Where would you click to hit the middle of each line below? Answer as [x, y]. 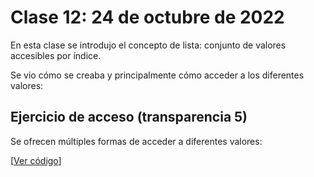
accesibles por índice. [56, 55]
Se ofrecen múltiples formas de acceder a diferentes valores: [136, 141]
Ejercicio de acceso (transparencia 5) [129, 117]
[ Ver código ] [36, 160]
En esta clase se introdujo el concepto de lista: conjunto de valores [148, 45]
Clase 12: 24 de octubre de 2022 [147, 17]
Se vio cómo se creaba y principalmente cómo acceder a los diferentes [157, 75]
